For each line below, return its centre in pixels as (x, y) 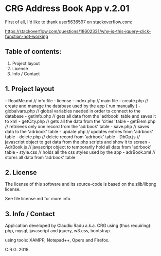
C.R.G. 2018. (18, 250)
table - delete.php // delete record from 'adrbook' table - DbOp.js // (72, 137)
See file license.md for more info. (38, 199)
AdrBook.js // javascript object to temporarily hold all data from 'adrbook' (78, 147)
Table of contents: (33, 52)
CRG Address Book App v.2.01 (67, 8)
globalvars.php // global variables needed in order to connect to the (73, 111)
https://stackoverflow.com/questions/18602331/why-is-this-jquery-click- (78, 31)
